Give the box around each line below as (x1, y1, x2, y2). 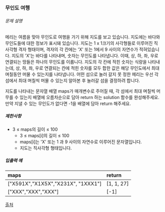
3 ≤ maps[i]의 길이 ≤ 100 (19, 133, 70, 139)
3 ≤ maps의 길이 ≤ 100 (12, 126, 58, 132)
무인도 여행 (5, 4, 30, 11)
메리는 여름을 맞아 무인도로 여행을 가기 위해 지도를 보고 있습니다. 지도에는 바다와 (5, 34, 161, 40)
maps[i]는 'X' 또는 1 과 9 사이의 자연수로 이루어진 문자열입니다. (19, 139, 142, 145)
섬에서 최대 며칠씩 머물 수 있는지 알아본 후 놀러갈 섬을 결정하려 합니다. (5, 78, 140, 84)
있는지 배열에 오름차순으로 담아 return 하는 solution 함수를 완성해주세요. (19, 95, 160, 101)
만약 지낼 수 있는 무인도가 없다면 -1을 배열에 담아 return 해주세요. (5, 101, 131, 106)
